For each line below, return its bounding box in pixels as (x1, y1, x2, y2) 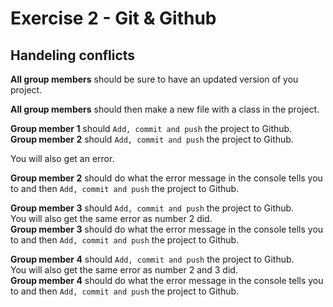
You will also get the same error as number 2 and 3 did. (10, 264, 238, 276)
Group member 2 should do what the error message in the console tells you (10, 172, 323, 184)
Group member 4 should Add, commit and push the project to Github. (10, 253, 295, 265)
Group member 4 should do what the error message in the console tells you (10, 275, 324, 286)
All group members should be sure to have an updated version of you (10, 73, 299, 85)
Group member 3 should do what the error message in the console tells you (10, 223, 324, 235)
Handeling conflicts (10, 47, 136, 64)
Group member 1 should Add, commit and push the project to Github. (10, 123, 293, 134)
